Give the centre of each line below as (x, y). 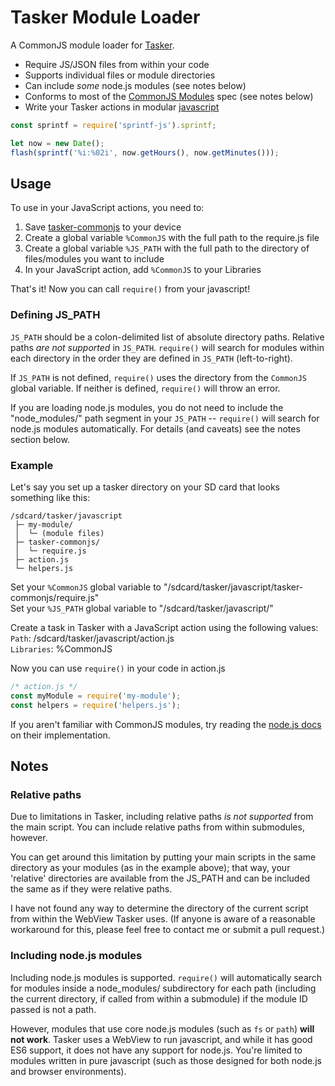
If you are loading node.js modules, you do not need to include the (147, 407)
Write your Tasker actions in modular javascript (122, 107)
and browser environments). (68, 1071)
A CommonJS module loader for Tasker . (92, 45)
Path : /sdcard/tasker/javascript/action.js (92, 638)
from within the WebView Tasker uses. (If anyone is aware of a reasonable (163, 919)
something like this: (50, 497)
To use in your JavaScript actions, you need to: (107, 208)
